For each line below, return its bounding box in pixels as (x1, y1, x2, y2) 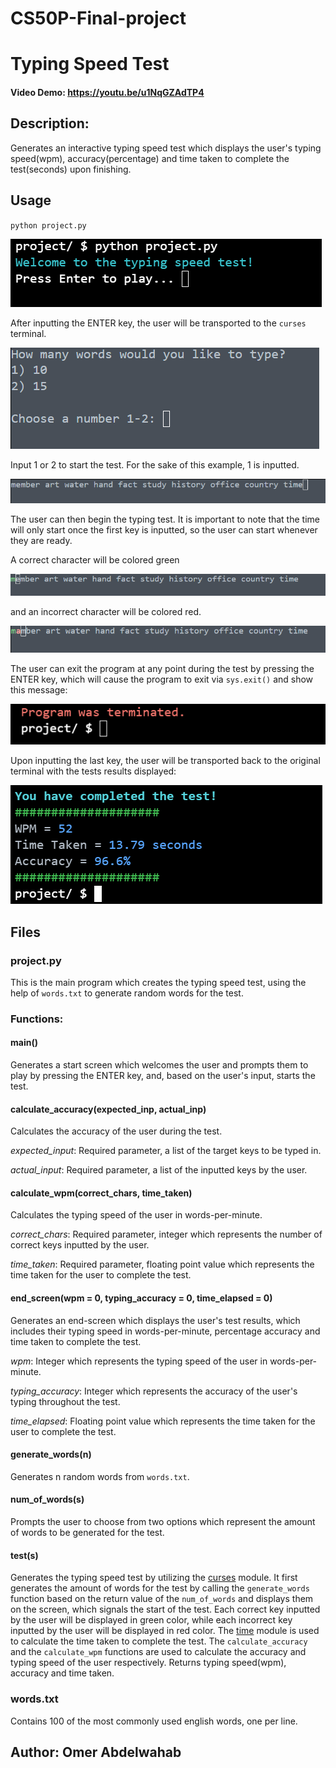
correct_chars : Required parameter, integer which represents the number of (10, 1228, 323, 1241)
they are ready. (10, 534, 73, 546)
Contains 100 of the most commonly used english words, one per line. (10, 1715, 298, 1727)
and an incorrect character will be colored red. (10, 606, 202, 618)
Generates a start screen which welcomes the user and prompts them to (10, 1059, 309, 1071)
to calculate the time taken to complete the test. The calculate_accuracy (10, 1635, 308, 1647)
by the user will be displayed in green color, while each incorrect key (10, 1614, 293, 1626)
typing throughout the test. (10, 1395, 121, 1407)
